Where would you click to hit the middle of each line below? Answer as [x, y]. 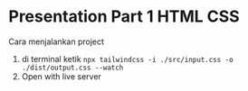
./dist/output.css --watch [72, 68]
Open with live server [61, 76]
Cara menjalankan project [57, 41]
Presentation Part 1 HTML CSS [124, 17]
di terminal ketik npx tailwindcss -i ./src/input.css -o [127, 59]
